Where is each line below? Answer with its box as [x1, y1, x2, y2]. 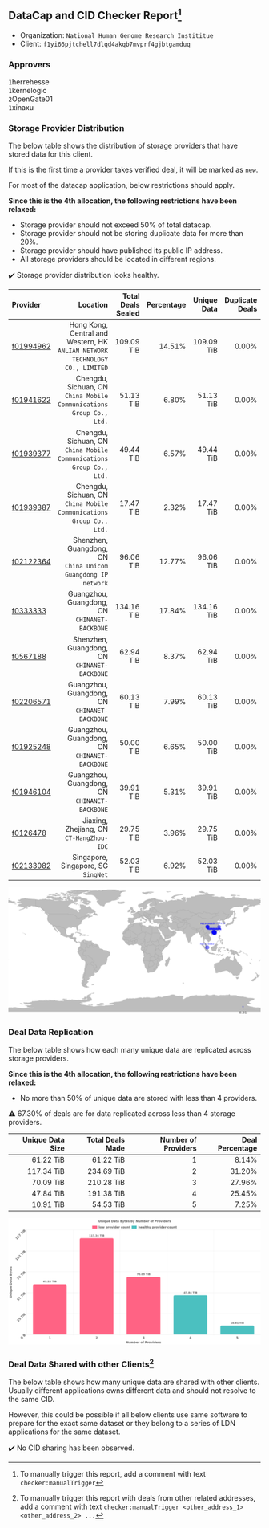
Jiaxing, [82, 815, 109, 825]
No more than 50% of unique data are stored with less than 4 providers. [19, 1093, 258, 1102]
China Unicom [65, 562, 109, 571]
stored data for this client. [8, 149, 94, 159]
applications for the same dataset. [8, 1427, 121, 1436]
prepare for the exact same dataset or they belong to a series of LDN [8, 1418, 236, 1428]
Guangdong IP [65, 571, 109, 579]
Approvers [8, 59, 50, 70]
